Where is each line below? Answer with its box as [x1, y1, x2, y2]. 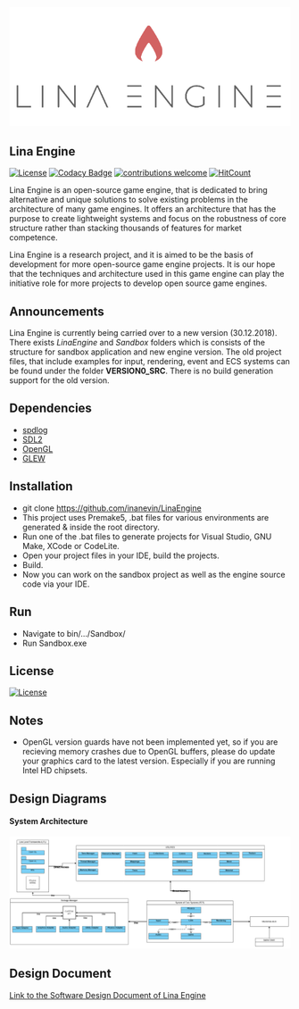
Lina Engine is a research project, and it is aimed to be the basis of [9, 249, 254, 261]
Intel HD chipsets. [21, 765, 87, 776]
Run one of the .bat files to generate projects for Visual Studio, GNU [21, 530, 272, 542]
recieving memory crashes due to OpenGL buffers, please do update [21, 746, 276, 757]
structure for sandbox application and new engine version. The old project [9, 346, 282, 357]
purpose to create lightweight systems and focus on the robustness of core [9, 213, 287, 224]
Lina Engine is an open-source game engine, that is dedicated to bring [9, 185, 268, 196]
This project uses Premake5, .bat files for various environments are [21, 512, 270, 522]
